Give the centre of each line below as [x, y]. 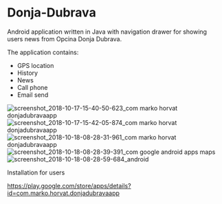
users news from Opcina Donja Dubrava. [65, 38]
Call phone [32, 87]
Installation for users [36, 172]
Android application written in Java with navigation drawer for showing [107, 32]
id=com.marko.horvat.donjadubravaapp [64, 193]
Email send [33, 95]
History [27, 73]
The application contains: [43, 52]
